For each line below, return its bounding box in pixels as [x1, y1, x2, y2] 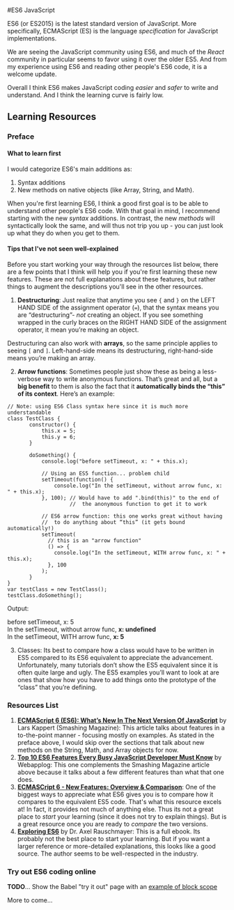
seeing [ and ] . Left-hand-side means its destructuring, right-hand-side [7, 346, 214, 355]
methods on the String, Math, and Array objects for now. [17, 746, 179, 755]
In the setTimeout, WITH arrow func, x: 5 [7, 632, 125, 640]
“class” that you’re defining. [17, 683, 97, 691]
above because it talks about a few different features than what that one [17, 768, 224, 776]
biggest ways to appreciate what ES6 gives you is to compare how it [17, 790, 214, 799]
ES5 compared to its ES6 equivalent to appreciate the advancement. [17, 653, 214, 661]
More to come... [7, 896, 53, 904]
